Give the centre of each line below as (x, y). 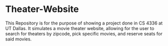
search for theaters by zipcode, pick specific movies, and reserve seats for (84, 33)
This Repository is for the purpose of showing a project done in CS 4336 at (84, 23)
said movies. (19, 39)
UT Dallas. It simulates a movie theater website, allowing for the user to (80, 28)
